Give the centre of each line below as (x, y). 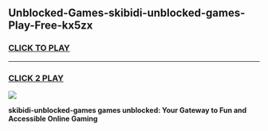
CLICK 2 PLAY (36, 78)
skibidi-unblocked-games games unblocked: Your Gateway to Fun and (128, 110)
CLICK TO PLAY (39, 48)
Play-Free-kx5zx (51, 26)
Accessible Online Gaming (53, 118)
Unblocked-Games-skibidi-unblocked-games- (127, 13)
